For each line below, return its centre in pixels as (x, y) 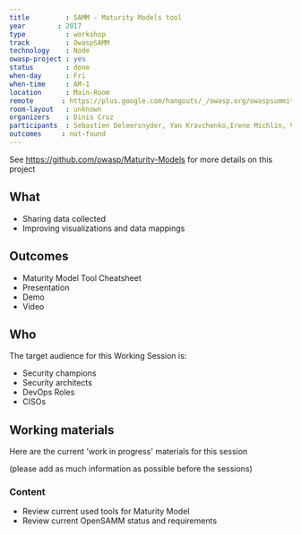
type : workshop (57, 34)
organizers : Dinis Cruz (62, 117)
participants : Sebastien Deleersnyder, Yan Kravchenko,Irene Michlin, (148, 126)
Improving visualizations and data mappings (103, 228)
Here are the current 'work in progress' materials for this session (129, 452)
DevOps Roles (48, 392)
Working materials (62, 430)
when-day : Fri (48, 76)
